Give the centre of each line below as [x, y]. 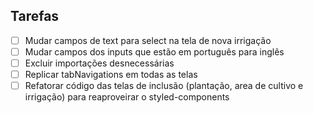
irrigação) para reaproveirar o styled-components [127, 97]
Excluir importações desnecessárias [99, 63]
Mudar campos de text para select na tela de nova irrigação [148, 40]
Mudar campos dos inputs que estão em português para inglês [154, 51]
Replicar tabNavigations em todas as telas [111, 74]
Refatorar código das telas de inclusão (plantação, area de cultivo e [164, 86]
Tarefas [35, 16]
